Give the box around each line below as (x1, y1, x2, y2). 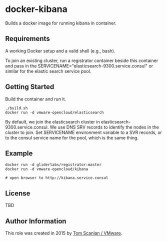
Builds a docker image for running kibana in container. (5, 20, 116, 26)
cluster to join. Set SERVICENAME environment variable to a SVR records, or (5, 129, 162, 135)
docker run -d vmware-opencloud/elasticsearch (5, 110, 104, 115)
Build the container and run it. (5, 96, 66, 102)
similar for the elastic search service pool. (5, 68, 91, 74)
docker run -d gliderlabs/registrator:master (5, 162, 101, 167)
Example (5, 149, 33, 157)
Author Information (5, 216, 66, 225)
